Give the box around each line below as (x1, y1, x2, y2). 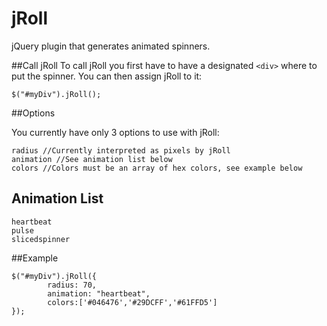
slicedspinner (11, 234, 71, 244)
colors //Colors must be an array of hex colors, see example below (11, 163, 303, 173)
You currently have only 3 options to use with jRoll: (11, 126, 220, 138)
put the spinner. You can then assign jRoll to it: (11, 70, 203, 82)
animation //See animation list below (11, 154, 173, 164)
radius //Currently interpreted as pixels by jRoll (11, 145, 231, 156)
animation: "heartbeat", (47, 288, 151, 299)
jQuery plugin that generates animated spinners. (11, 40, 211, 52)
